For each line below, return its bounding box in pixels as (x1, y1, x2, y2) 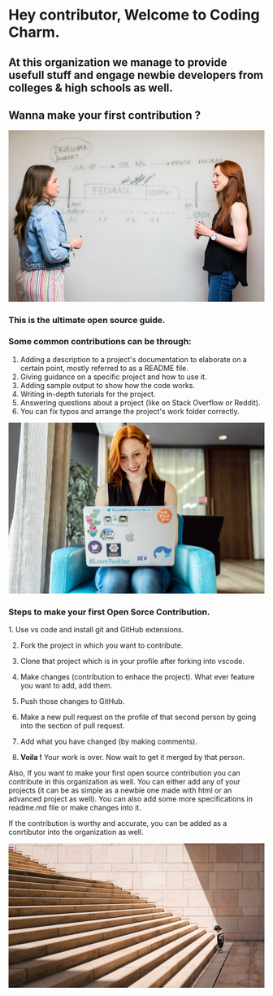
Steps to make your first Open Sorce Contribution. (8, 606, 210, 618)
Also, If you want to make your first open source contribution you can (8, 768, 241, 778)
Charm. (8, 23, 60, 41)
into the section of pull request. (19, 721, 125, 731)
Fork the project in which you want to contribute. (19, 640, 184, 650)
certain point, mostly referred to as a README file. (19, 363, 189, 373)
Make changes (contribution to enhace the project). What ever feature (19, 672, 255, 682)
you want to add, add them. (19, 681, 113, 691)
